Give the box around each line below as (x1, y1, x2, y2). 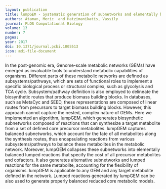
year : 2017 (5, 40, 28, 45)
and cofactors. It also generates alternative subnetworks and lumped (5, 157, 146, 163)
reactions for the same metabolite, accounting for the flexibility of (5, 162, 138, 168)
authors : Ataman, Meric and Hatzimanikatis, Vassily (5, 16, 119, 21)
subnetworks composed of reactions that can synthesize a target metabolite (5, 120, 161, 126)
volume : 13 (5, 26, 28, 31)
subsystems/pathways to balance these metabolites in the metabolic (5, 141, 145, 147)
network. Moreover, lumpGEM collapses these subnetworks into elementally (5, 146, 161, 152)
